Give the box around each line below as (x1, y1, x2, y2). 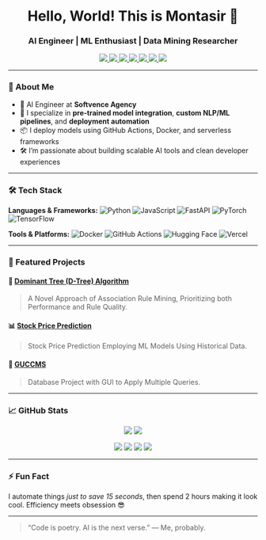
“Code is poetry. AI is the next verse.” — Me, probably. (27, 523, 206, 533)
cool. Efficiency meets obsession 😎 (8, 500, 125, 510)
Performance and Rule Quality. (27, 302, 128, 312)
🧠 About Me (8, 82, 55, 93)
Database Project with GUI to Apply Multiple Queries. (27, 377, 200, 386)
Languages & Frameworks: (8, 206, 98, 215)
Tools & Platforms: (8, 230, 70, 239)
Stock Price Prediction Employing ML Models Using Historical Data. (27, 341, 248, 351)
